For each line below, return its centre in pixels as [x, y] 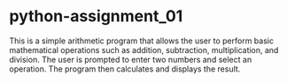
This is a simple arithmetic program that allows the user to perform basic [142, 41]
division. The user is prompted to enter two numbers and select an [131, 59]
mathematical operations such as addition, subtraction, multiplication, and [144, 49]
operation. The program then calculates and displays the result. [125, 69]
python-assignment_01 [96, 16]
